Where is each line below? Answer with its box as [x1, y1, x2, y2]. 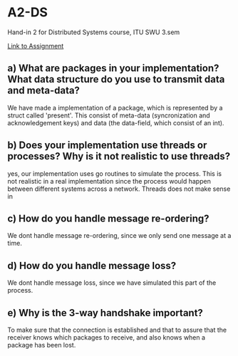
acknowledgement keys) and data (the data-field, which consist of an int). [7, 118, 224, 127]
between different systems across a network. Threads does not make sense [7, 184, 231, 193]
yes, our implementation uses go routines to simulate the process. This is [7, 169, 222, 178]
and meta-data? [7, 85, 81, 97]
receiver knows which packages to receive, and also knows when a [7, 333, 205, 342]
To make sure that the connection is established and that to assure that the [7, 325, 227, 334]
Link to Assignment [7, 41, 64, 50]
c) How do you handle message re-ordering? [7, 212, 209, 224]
